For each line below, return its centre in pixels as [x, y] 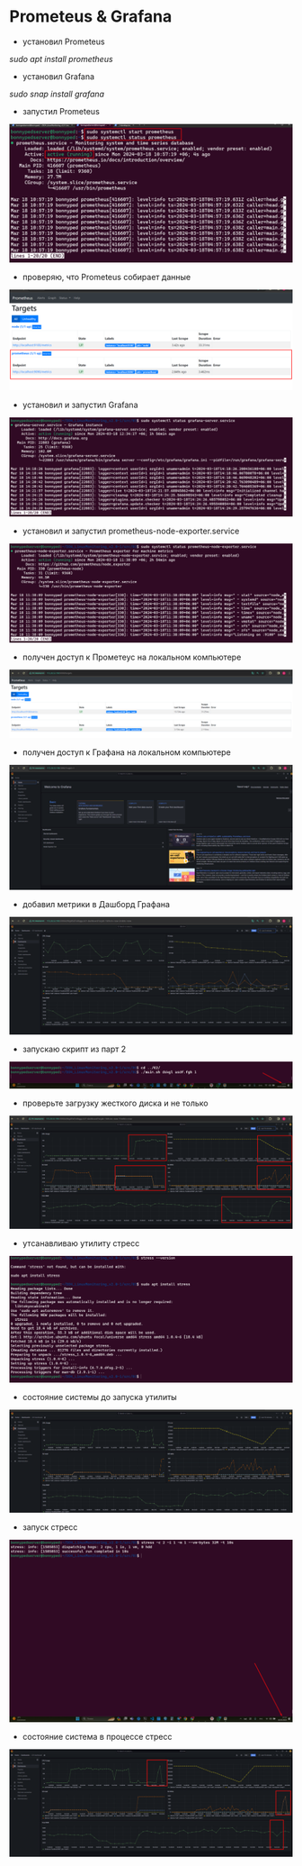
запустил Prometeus [61, 111]
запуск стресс [50, 1527]
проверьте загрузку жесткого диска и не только [115, 1103]
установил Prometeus [63, 41]
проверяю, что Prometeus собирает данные [107, 277]
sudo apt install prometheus [62, 59]
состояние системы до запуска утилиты [99, 1397]
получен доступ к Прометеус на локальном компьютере [132, 657]
